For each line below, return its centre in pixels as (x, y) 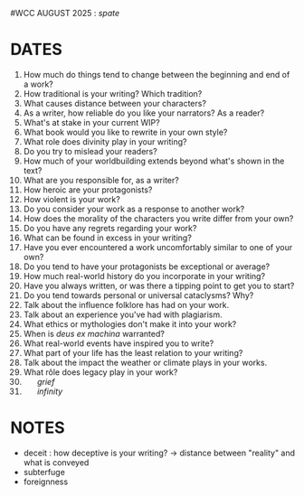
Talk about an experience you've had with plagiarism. (123, 314)
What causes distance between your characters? (115, 103)
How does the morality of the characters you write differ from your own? (158, 218)
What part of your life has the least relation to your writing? (133, 352)
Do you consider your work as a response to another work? (134, 209)
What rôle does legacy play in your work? (100, 372)
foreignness (46, 482)
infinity (50, 391)
